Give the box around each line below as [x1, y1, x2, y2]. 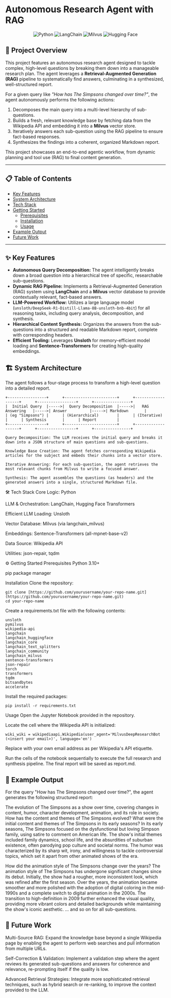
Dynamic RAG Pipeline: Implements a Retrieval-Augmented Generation [12, 283, 162, 289]
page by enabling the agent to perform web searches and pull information [5, 940, 160, 946]
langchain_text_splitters [5, 644, 60, 650]
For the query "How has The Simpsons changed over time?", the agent [5, 789, 154, 795]
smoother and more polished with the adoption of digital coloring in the [5, 885, 154, 890]
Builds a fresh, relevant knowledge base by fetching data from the [12, 117, 151, 123]
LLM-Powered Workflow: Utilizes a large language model [12, 299, 134, 305]
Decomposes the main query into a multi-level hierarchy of [12, 106, 136, 113]
